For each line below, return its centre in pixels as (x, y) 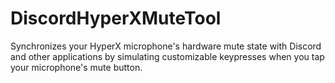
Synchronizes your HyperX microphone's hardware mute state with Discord (166, 46)
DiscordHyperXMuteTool (116, 18)
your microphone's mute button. (76, 67)
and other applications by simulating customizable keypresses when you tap (167, 56)
